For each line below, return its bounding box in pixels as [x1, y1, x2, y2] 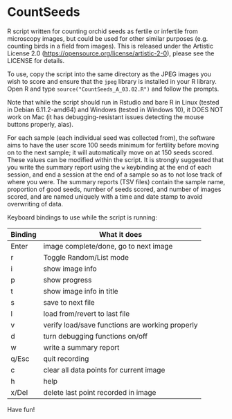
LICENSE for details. [7, 56, 65, 64]
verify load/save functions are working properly [43, 320, 198, 330]
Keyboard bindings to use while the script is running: [7, 213, 158, 222]
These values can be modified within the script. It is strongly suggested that [7, 155, 224, 163]
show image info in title [43, 286, 119, 296]
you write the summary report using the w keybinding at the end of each [7, 163, 212, 171]
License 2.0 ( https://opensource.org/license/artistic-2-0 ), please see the [7, 49, 215, 57]
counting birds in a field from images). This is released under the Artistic [7, 42, 213, 50]
